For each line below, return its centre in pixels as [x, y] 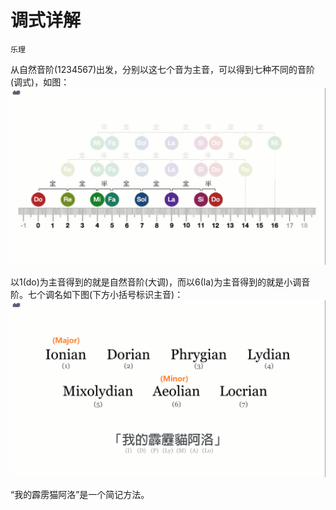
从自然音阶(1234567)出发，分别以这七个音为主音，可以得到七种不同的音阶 [163, 69]
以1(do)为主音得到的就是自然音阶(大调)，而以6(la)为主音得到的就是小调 [156, 282]
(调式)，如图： [40, 82]
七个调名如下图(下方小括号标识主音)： [105, 294]
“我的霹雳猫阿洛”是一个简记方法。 [80, 494]
